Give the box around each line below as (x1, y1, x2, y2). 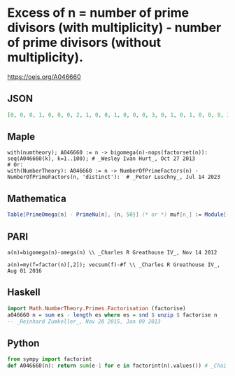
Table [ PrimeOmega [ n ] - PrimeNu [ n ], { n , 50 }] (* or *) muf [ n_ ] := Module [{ (7, 211, 230, 218)
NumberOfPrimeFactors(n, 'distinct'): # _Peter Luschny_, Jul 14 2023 (7, 173, 220, 181)
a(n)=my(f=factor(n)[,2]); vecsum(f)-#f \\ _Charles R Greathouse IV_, (7, 261, 220, 268)
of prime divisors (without (7, 35, 162, 50)
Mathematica (7, 192, 66, 204)
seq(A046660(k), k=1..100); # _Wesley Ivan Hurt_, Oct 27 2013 (7, 155, 196, 162)
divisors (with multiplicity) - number (7, 20, 222, 36)
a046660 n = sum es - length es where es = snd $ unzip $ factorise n (7, 311, 218, 319)
